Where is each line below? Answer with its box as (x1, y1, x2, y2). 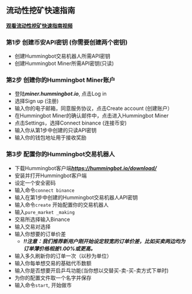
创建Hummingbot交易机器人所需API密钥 (14, 53, 111, 60)
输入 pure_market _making (14, 208, 75, 215)
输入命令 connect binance (14, 186, 75, 193)
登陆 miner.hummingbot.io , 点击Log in (14, 90, 107, 98)
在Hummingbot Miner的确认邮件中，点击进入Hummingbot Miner (14, 112, 169, 119)
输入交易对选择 (14, 223, 51, 230)
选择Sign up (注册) (14, 98, 59, 105)
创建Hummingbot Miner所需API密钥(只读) (14, 60, 114, 67)
